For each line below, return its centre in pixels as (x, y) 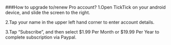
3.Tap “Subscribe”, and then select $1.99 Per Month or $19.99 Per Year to (82, 32)
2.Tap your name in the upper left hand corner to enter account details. (80, 22)
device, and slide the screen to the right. (48, 12)
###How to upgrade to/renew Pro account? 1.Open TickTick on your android (86, 7)
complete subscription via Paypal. (41, 37)
